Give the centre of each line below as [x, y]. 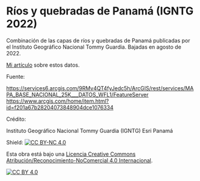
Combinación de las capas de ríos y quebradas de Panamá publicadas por [98, 40]
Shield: [15, 142]
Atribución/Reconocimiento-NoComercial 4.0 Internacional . [80, 160]
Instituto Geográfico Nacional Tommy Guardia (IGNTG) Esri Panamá [89, 130]
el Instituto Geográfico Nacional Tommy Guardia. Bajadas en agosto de [94, 47]
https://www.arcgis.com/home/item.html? [58, 101]
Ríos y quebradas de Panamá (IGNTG [100, 11]
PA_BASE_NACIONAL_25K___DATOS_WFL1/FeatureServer [77, 94]
